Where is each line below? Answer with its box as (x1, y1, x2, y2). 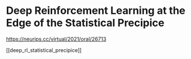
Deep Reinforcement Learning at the (6, 4, 186, 17)
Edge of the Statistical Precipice (6, 16, 165, 30)
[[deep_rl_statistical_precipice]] (6, 46, 82, 53)
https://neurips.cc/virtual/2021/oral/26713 (6, 35, 107, 42)
